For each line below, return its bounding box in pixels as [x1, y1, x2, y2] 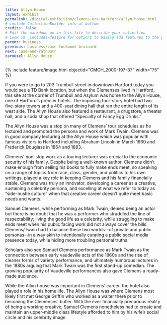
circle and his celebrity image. [5, 315, 67, 321]
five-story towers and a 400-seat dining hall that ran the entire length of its [5, 103, 159, 109]
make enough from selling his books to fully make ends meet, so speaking [5, 164, 157, 170]
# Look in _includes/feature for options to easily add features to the [5, 35, 159, 40]
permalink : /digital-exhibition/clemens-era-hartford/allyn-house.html [5, 16, 157, 21]
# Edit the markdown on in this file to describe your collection [5, 30, 146, 35]
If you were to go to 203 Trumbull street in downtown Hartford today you [5, 82, 154, 88]
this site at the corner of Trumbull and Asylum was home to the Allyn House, [5, 92, 162, 98]
